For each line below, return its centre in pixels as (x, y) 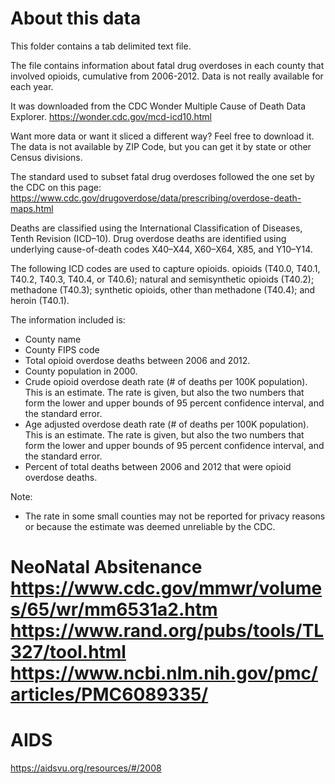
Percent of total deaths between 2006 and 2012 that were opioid (158, 466)
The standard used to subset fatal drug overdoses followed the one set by (162, 176)
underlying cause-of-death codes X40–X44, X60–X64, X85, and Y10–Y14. (161, 249)
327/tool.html (68, 652)
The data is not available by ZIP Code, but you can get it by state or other (161, 146)
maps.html (32, 208)
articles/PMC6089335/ (109, 694)
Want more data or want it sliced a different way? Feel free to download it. (162, 136)
